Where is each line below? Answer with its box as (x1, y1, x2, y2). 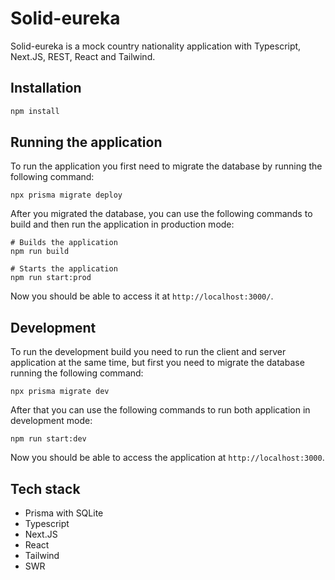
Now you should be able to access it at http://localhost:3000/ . (10, 290, 274, 302)
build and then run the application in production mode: (10, 218, 235, 231)
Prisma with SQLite (24, 507, 104, 519)
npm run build (10, 247, 70, 257)
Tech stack (10, 480, 81, 497)
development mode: (10, 415, 93, 427)
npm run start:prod (10, 273, 92, 283)
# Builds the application (10, 238, 118, 248)
